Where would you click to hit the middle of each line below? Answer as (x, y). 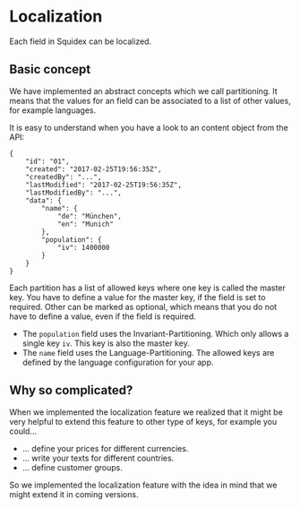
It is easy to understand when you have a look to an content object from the (149, 127)
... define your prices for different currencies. (105, 448)
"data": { (44, 200)
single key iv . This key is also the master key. (106, 343)
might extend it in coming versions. (74, 494)
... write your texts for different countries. (98, 458)
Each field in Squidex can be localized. (81, 41)
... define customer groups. (72, 467)
